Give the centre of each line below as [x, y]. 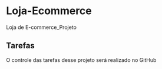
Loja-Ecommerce [49, 11]
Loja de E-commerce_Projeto [41, 27]
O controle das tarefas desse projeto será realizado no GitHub [81, 60]
